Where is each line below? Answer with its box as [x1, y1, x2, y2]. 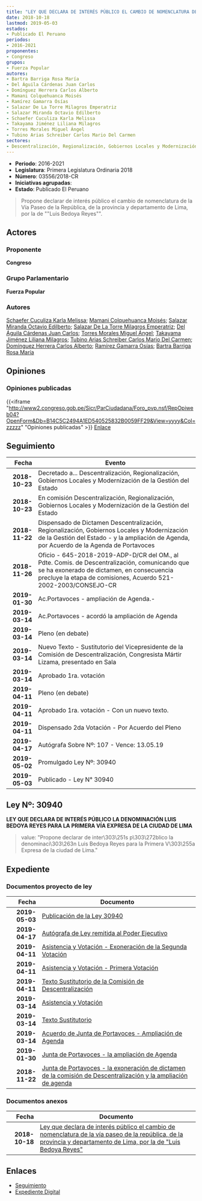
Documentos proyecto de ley [6, 882, 93, 891]
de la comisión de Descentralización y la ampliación [41, 1071, 188, 1079]
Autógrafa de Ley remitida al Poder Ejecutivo [41, 929, 168, 937]
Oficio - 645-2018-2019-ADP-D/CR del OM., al [38, 551, 179, 559]
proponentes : [6, 48, 39, 54]
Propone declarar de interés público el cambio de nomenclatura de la [20, 197, 193, 204]
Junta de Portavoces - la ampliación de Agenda [41, 1050, 177, 1058]
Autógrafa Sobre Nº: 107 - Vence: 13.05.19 [38, 741, 164, 749]
